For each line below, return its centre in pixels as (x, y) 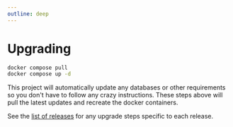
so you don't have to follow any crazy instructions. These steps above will (115, 95)
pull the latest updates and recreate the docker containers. (93, 102)
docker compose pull (38, 68)
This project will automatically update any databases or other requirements (116, 87)
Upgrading (39, 48)
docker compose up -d (39, 74)
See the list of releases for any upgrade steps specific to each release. (110, 116)
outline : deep (28, 14)
